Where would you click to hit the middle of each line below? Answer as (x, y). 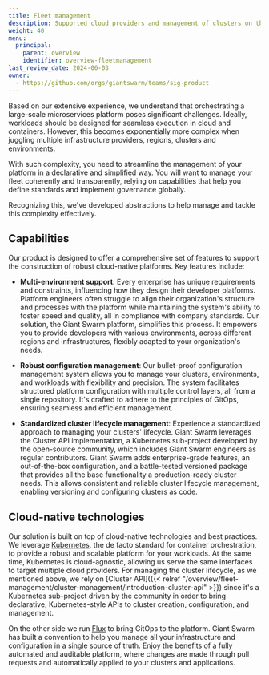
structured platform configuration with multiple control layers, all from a (138, 391)
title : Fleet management (50, 16)
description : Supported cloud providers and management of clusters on (130, 23)
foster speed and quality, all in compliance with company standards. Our (139, 316)
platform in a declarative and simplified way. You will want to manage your (130, 172)
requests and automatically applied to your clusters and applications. (122, 663)
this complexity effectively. (52, 213)
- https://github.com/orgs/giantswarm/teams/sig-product (112, 83)
